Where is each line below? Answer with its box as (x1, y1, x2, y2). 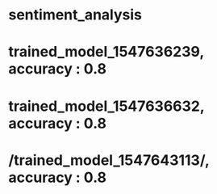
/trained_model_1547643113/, (8, 151, 210, 169)
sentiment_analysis (8, 6, 143, 24)
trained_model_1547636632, (8, 97, 205, 115)
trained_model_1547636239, (8, 43, 204, 61)
